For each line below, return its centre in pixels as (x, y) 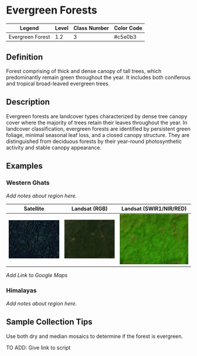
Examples (24, 166)
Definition (24, 57)
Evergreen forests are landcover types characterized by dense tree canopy (97, 116)
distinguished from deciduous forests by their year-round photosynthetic (94, 141)
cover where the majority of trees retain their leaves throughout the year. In (97, 122)
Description (28, 102)
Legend (29, 28)
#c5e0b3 (125, 36)
